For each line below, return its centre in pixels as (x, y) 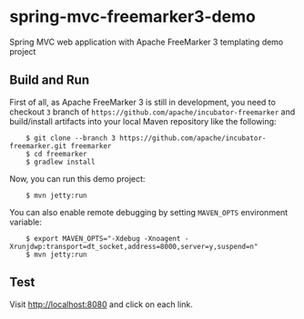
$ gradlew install (61, 162)
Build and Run (49, 80)
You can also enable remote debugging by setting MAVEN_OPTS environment (149, 212)
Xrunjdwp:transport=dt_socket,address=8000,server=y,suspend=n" (134, 246)
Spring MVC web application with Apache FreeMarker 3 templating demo (147, 42)
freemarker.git (38, 146)
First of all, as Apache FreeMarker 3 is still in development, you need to (142, 102)
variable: (26, 222)
